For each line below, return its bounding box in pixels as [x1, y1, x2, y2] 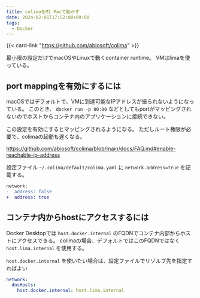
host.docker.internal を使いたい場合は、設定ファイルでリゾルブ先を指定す [6, 257, 193, 264]
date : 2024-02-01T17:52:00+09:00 [6, 14, 90, 20]
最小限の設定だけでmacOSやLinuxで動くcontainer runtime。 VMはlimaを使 [6, 54, 190, 62]
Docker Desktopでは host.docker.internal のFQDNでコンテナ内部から [6, 229, 181, 236]
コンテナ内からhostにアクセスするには [6, 212, 149, 223]
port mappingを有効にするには [6, 81, 121, 91]
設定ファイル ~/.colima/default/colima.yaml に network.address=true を [6, 164, 186, 171]
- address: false [6, 188, 52, 194]
